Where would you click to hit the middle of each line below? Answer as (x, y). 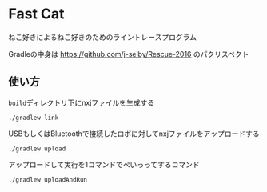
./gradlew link (34, 118)
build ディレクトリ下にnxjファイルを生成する (82, 102)
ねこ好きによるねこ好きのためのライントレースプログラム (103, 37)
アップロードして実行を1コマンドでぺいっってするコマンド (104, 164)
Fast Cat (37, 14)
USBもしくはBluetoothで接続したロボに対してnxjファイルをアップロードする (134, 134)
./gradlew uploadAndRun (48, 180)
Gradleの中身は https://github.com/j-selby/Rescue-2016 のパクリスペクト (129, 54)
